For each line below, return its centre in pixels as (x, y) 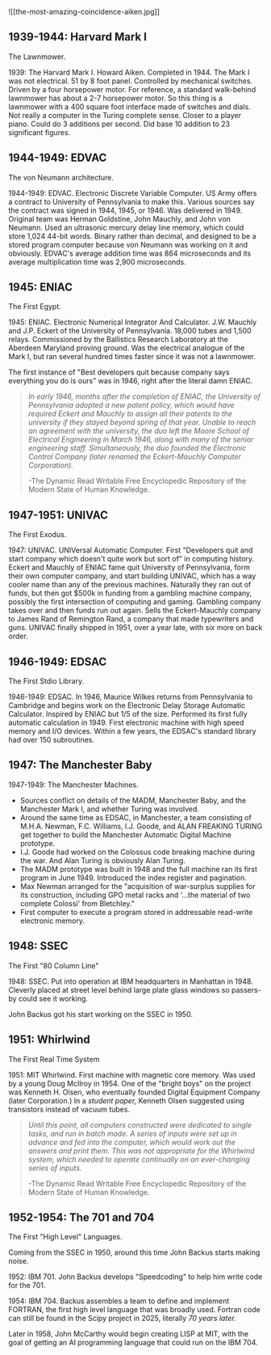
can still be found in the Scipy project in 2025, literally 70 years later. (122, 1319)
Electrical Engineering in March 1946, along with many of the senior (141, 439)
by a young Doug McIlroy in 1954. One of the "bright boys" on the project (130, 1083)
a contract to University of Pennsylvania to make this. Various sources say (132, 201)
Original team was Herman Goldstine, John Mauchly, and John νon (120, 218)
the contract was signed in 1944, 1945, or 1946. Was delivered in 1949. (125, 210)
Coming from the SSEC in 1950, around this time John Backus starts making (134, 1252)
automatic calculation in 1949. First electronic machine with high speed (126, 722)
